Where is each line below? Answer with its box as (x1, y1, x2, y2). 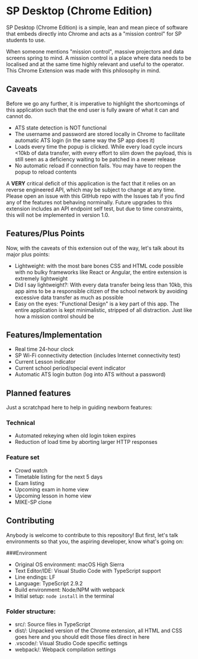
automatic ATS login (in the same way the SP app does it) (14, 137, 155, 144)
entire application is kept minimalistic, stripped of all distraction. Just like (14, 306, 193, 313)
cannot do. (6, 112, 33, 119)
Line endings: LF (14, 573, 56, 581)
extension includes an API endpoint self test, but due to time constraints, (6, 205, 184, 212)
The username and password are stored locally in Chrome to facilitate (14, 130, 186, 137)
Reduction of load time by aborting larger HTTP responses (14, 439, 158, 446)
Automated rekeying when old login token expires (14, 432, 136, 439)
